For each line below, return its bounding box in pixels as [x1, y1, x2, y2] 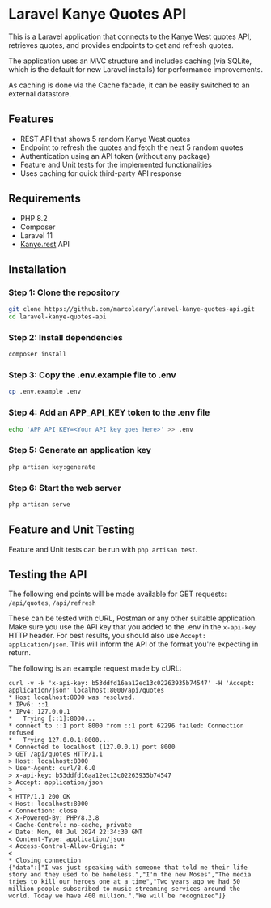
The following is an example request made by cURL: [8, 663, 182, 673]
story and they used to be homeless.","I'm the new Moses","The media [8, 871, 252, 879]
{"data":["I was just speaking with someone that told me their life [8, 863, 248, 872]
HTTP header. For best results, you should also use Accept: [8, 631, 206, 641]
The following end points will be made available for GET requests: [8, 589, 227, 599]
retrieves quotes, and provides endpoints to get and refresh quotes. [8, 40, 235, 49]
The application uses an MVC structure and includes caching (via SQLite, [8, 56, 252, 66]
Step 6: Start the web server [8, 482, 121, 493]
